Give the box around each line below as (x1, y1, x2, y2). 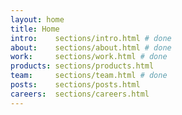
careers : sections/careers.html (10, 89, 150, 99)
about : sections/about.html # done (10, 42, 172, 53)
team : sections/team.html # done (10, 71, 168, 81)
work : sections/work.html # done (10, 52, 168, 62)
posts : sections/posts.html (10, 80, 141, 90)
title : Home (10, 24, 60, 34)
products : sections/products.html (10, 61, 155, 71)
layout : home (10, 14, 65, 25)
